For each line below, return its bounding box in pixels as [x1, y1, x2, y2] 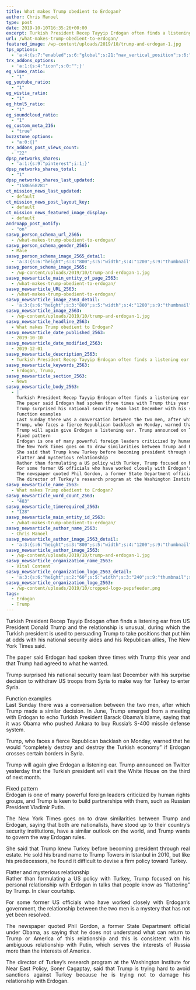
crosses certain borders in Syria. [6, 750, 85, 757]
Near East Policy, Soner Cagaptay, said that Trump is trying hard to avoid [6, 965, 190, 972]
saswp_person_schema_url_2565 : [6, 232, 82, 238]
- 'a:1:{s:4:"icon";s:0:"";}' [11, 63, 85, 69]
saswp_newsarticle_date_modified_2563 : [6, 341, 103, 346]
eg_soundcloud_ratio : [6, 112, 59, 118]
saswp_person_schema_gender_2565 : [6, 242, 90, 249]
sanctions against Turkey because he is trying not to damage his [6, 971, 190, 978]
